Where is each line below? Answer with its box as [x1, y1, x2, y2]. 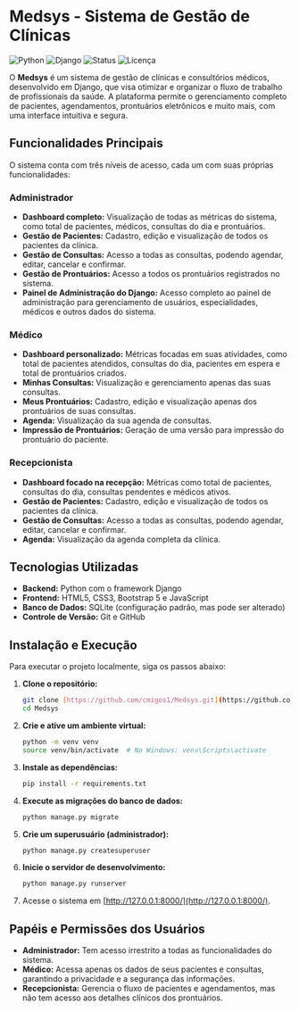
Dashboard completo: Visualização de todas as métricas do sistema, [21, 212, 278, 222]
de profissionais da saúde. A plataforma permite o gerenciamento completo [9, 91, 287, 102]
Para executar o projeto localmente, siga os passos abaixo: [9, 661, 226, 672]
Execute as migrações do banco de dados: [21, 795, 183, 806]
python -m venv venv [21, 738, 99, 747]
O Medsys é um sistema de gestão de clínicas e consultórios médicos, [9, 71, 270, 82]
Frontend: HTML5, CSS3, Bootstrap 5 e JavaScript [21, 593, 209, 603]
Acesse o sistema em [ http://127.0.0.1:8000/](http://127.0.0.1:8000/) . [21, 895, 270, 907]
